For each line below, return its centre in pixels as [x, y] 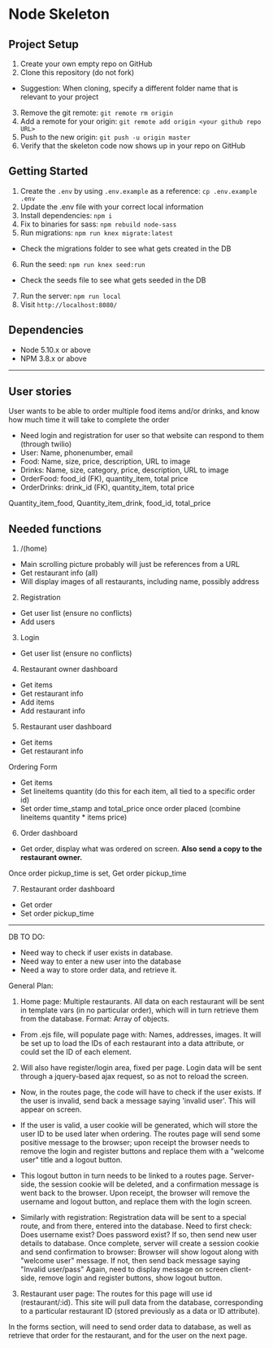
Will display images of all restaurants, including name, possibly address [140, 582]
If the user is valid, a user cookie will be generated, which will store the [139, 1126]
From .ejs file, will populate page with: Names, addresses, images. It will [141, 1034]
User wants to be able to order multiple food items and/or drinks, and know [134, 411]
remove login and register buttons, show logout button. [130, 1278]
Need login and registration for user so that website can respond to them [142, 436]
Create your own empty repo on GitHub [86, 64]
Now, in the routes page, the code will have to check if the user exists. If [141, 1092]
